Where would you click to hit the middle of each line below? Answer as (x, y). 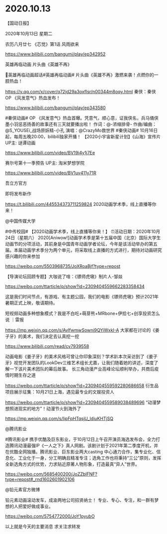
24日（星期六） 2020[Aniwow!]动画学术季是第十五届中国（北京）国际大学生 (83, 237)
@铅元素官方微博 (23, 489)
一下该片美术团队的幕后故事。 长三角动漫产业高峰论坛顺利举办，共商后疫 (84, 369)
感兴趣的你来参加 (23, 256)
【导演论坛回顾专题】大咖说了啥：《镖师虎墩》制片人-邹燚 (64, 276)
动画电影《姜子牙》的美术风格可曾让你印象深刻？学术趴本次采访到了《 (77, 356)
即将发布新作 (18, 194)
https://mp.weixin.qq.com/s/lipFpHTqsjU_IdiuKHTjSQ (59, 418)
